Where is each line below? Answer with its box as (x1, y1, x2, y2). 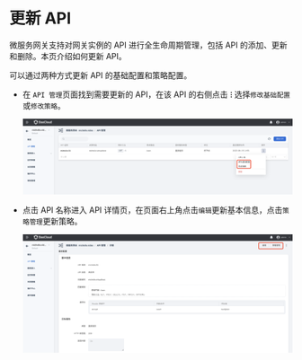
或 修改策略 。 (22, 100, 66, 110)
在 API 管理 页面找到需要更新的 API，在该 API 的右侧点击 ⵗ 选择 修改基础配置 (22, 89, 290, 100)
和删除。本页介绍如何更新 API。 (9, 50, 128, 61)
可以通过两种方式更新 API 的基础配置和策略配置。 (9, 69, 192, 81)
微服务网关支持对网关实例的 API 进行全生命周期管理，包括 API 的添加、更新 (9, 40, 288, 50)
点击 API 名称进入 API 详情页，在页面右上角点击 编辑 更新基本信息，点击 (22, 204, 283, 215)
